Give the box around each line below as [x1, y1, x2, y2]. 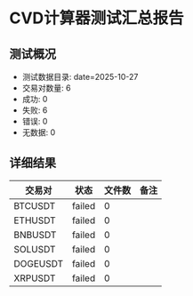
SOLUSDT [13, 243, 56, 255]
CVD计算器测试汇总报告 [9, 8, 184, 28]
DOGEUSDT [13, 257, 64, 269]
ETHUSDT [13, 214, 56, 227]
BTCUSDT [13, 199, 56, 212]
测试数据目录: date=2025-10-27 [21, 72, 139, 82]
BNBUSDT [13, 228, 57, 241]
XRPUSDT [13, 272, 56, 284]
